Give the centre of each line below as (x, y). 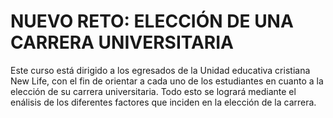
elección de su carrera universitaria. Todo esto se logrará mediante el (153, 91)
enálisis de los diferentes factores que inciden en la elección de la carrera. (163, 102)
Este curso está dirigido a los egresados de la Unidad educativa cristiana (160, 70)
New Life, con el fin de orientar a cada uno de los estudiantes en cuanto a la (167, 81)
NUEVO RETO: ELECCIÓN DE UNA (152, 21)
